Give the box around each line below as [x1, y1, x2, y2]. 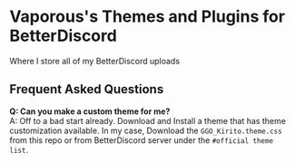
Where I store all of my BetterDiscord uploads [9, 55, 180, 66]
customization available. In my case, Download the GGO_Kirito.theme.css [9, 125, 283, 136]
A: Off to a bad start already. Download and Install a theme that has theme [9, 115, 286, 126]
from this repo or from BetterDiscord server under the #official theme [9, 134, 274, 146]
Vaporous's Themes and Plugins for [9, 6, 286, 27]
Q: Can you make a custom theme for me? [9, 106, 171, 117]
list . [9, 144, 29, 155]
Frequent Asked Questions [9, 81, 164, 97]
